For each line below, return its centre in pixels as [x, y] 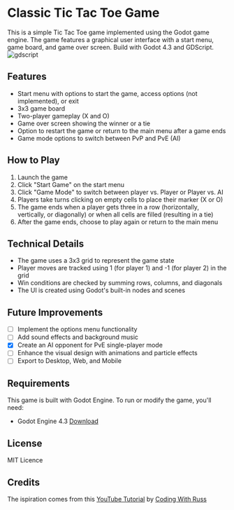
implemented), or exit [48, 101]
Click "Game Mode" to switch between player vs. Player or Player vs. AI [120, 192]
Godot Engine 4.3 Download [58, 421]
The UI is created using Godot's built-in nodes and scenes [101, 290]
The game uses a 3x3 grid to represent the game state [96, 261]
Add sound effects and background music [78, 337]
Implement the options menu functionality [77, 329]
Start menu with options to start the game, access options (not [107, 93]
